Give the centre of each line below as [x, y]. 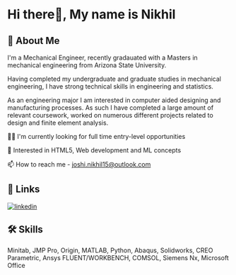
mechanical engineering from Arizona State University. [87, 65]
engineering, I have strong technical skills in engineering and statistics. [111, 86]
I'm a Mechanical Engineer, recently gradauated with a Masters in [102, 57]
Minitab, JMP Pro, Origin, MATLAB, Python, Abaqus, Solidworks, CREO [110, 250]
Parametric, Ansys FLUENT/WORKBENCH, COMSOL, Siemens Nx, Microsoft [118, 257]
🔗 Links [24, 190]
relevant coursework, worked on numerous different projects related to [110, 115]
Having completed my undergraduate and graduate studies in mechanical [114, 79]
